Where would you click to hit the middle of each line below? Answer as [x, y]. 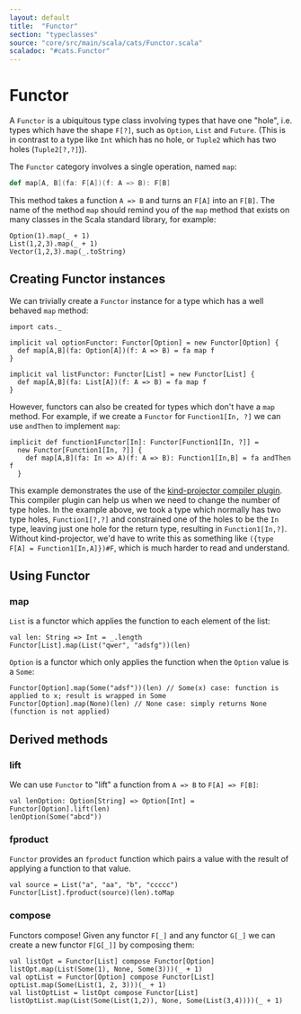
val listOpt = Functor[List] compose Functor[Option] [112, 961]
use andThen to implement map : [65, 426]
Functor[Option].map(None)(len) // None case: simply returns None [138, 704]
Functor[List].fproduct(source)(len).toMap [92, 893]
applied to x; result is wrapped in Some [88, 696]
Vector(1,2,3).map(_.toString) [68, 251]
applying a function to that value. [71, 868]
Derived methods [59, 739]
